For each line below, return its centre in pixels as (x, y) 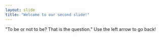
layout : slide (20, 10)
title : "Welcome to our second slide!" (47, 15)
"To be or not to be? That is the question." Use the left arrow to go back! (81, 29)
